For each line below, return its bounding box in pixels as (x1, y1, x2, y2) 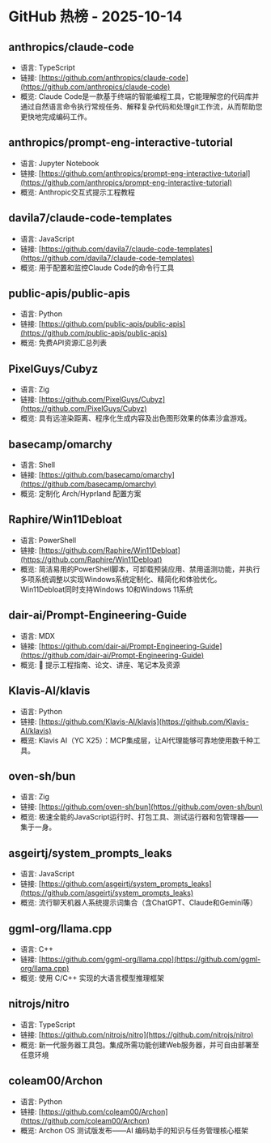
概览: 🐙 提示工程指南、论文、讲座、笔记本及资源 (19, 660, 180, 670)
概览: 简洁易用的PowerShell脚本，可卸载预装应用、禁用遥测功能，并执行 (19, 564, 260, 574)
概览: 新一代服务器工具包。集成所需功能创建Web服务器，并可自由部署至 (19, 1039, 260, 1050)
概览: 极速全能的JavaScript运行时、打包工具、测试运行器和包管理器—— (19, 812, 259, 822)
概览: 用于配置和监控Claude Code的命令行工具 (19, 263, 175, 272)
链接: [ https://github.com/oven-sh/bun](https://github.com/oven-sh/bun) (19, 802, 263, 811)
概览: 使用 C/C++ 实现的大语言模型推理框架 (19, 973, 164, 982)
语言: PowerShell (19, 535, 77, 545)
